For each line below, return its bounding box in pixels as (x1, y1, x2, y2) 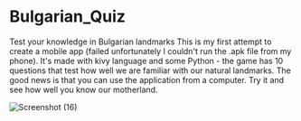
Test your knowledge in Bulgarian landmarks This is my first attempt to (9, 36, 272, 47)
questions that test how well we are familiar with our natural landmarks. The (9, 65, 291, 76)
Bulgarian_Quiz (9, 6, 127, 27)
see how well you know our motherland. (9, 84, 158, 95)
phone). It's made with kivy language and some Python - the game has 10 (9, 55, 284, 66)
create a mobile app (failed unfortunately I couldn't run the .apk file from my (9, 45, 292, 56)
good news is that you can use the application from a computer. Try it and (9, 74, 285, 85)
